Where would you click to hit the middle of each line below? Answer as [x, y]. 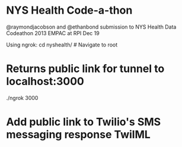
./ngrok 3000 [22, 98]
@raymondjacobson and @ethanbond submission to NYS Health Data [91, 27]
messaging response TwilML [79, 135]
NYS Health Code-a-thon [69, 10]
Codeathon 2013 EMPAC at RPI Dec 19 [53, 33]
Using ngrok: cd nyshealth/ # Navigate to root [62, 45]
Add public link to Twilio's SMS [84, 122]
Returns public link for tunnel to [85, 69]
